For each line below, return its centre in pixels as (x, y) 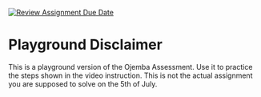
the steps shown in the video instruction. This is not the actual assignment (130, 75)
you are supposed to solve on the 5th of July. (83, 83)
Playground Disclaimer (85, 45)
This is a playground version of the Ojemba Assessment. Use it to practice (130, 67)
